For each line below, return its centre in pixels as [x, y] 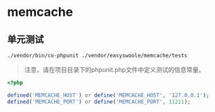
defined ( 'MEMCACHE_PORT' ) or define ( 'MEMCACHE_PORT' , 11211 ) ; [99, 102]
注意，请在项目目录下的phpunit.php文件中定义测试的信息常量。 [114, 69]
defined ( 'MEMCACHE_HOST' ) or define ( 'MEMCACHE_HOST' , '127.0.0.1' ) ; [108, 95]
